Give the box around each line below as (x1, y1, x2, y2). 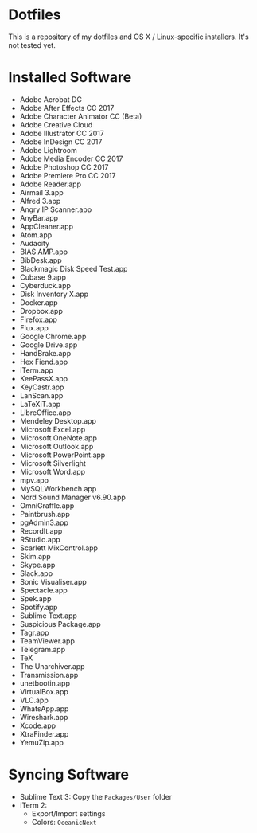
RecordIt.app (19, 526, 63, 535)
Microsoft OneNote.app (19, 432, 97, 443)
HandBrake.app (19, 348, 72, 358)
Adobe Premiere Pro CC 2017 (19, 170, 116, 180)
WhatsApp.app (19, 703, 69, 714)
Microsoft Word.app (19, 467, 86, 476)
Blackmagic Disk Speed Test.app (19, 264, 128, 273)
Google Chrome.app (19, 331, 87, 341)
